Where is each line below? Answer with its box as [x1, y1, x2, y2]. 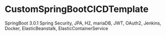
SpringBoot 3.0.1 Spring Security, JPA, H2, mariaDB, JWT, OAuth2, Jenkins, [5, 20, 161, 26]
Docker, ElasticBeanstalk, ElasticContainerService [5, 25, 108, 31]
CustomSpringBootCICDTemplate [5, 3, 149, 15]
